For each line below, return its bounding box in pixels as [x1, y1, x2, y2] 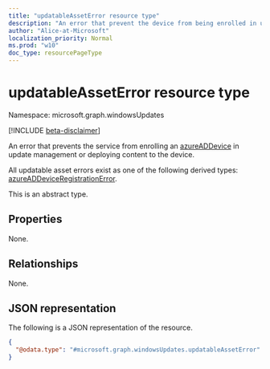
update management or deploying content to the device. [8, 149, 195, 159]
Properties [8, 213, 63, 226]
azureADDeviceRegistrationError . [8, 173, 118, 183]
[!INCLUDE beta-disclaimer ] [8, 125, 100, 135]
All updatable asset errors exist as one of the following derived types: [8, 165, 239, 175]
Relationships [8, 257, 79, 271]
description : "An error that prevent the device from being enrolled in [8, 19, 257, 27]
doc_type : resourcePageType [8, 49, 103, 57]
